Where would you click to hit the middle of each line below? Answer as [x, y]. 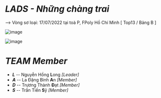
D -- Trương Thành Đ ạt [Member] [46, 85]
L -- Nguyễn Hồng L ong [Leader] [46, 75]
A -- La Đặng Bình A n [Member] [45, 79]
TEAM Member [36, 61]
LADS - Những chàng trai [57, 9]
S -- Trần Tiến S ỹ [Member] [40, 90]
